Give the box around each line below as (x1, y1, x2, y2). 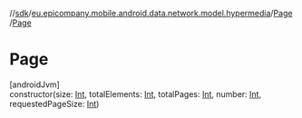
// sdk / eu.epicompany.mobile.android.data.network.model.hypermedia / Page (9, 8, 293, 18)
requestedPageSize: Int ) (9, 98, 100, 109)
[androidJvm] (9, 79, 61, 90)
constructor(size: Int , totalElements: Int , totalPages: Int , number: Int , (9, 88, 261, 99)
